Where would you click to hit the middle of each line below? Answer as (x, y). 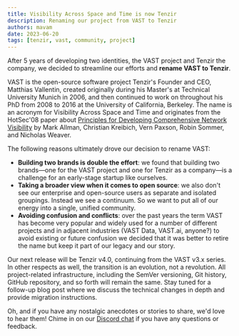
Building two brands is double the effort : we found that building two (118, 163)
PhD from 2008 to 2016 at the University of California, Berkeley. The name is (120, 105)
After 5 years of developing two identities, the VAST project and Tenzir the (117, 61)
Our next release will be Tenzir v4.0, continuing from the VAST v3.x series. (117, 260)
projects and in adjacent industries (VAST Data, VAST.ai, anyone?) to (118, 231)
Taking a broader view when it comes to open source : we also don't (119, 185)
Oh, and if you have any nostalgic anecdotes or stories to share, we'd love (116, 311)
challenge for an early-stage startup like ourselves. (92, 178)
